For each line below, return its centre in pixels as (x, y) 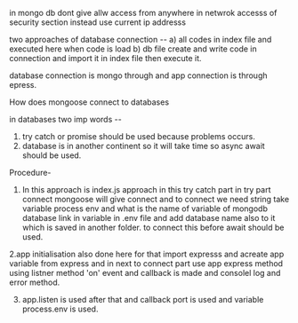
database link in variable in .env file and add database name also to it (149, 218)
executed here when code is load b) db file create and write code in (133, 49)
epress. (23, 85)
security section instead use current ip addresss (98, 22)
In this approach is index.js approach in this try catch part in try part (146, 189)
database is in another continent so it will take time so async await (143, 146)
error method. (35, 282)
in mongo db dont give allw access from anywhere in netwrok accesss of (143, 13)
